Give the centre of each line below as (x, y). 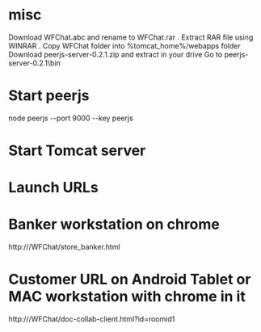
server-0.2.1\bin (34, 63)
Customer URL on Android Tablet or (130, 279)
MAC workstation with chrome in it (127, 297)
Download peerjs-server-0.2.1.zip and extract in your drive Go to (116, 54)
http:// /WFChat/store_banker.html (64, 247)
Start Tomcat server (77, 151)
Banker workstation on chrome (114, 225)
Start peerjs (49, 96)
